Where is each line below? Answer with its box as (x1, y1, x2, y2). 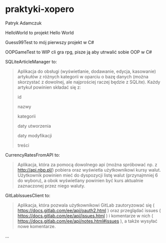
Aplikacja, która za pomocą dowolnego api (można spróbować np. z (17, 161, 157, 168)
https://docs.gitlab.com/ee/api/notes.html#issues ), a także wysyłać (17, 218, 157, 224)
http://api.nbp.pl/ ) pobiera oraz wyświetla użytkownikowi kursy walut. (17, 167, 161, 173)
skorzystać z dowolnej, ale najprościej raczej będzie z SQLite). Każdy (17, 79, 160, 85)
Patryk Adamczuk (5, 20, 42, 26)
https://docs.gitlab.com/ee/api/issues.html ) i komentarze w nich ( (17, 213, 153, 219)
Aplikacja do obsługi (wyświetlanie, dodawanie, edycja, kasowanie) (17, 68, 156, 74)
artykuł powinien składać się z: (17, 84, 81, 90)
